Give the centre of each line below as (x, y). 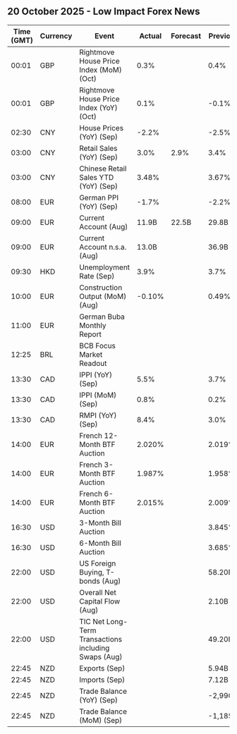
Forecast (186, 36)
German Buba (102, 317)
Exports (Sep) (102, 668)
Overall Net (97, 592)
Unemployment (104, 267)
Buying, (91, 572)
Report (90, 334)
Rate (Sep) (97, 276)
